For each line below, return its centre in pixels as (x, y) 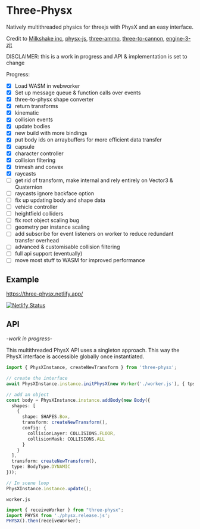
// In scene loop (28, 483)
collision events (34, 119)
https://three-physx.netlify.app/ (45, 294)
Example (23, 279)
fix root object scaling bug (47, 220)
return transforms (36, 106)
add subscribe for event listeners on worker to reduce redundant (94, 234)
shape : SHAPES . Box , (46, 417)
